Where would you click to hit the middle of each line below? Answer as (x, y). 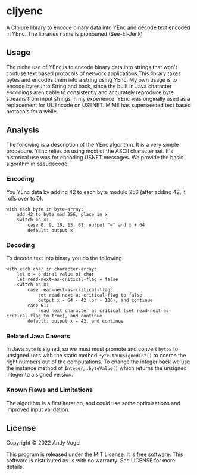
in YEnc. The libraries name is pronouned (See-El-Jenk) (74, 33)
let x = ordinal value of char (56, 274)
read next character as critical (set (86, 311)
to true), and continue (73, 316)
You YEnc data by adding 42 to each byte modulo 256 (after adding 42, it (96, 192)
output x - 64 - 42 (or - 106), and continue (95, 300)
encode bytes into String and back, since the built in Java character (89, 86)
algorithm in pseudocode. (38, 164)
